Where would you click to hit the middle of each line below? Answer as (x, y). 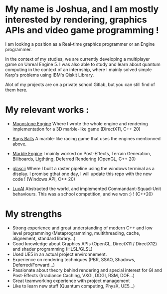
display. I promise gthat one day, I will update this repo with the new (82, 174)
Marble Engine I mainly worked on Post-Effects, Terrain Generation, (82, 153)
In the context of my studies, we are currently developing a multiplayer (78, 59)
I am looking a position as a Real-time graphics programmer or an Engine (80, 44)
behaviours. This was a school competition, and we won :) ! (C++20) (83, 194)
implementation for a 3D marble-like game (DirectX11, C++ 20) (76, 129)
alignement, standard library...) (44, 238)
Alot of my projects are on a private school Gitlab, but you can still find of (80, 84)
